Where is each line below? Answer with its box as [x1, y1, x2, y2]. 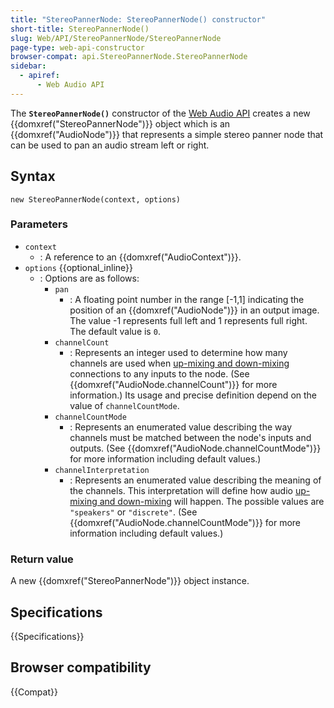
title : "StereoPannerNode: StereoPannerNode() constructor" [10, 14, 267, 25]
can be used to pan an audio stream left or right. [10, 139, 210, 151]
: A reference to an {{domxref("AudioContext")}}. [39, 251, 242, 263]
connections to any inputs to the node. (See [69, 367, 250, 380]
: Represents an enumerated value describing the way [69, 421, 292, 433]
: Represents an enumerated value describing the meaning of [69, 474, 322, 486]
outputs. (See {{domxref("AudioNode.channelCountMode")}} [69, 442, 322, 454]
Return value [10, 552, 74, 566]
